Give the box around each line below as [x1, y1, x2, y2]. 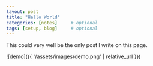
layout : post [6, 8, 39, 15]
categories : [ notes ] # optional [6, 20, 98, 26]
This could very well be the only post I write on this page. [6, 42, 148, 49]
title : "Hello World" [6, 14, 61, 20]
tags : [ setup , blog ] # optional [6, 25, 98, 32]
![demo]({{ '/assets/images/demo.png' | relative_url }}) [6, 53, 141, 60]
